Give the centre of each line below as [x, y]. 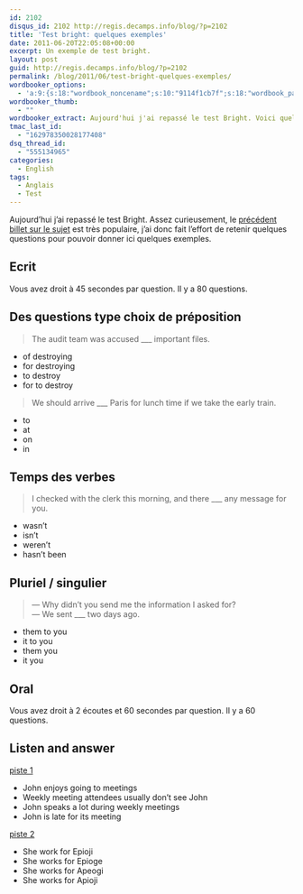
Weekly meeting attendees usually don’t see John [115, 797]
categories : [32, 160]
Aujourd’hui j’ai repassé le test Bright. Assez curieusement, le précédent [143, 219]
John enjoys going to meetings [80, 788]
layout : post [34, 60]
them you [40, 651]
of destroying [47, 356]
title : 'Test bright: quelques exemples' [88, 34]
